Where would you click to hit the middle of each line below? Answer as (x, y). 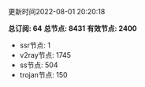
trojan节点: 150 (44, 75)
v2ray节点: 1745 (45, 55)
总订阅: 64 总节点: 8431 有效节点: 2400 (73, 28)
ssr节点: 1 (35, 45)
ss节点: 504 (39, 65)
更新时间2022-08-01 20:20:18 (57, 11)
